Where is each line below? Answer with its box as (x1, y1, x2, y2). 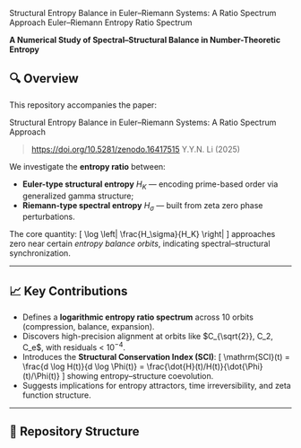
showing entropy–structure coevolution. (66, 370, 214, 381)
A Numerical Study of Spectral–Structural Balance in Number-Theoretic (9, 35, 280, 45)
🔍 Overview (9, 71, 79, 86)
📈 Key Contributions (9, 283, 128, 299)
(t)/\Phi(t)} (21, 370, 61, 381)
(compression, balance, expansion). (21, 321, 155, 332)
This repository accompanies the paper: (9, 99, 157, 110)
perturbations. (21, 211, 75, 223)
